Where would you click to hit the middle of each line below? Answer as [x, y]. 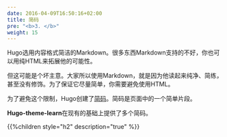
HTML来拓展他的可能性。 [61, 61]
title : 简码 [23, 20]
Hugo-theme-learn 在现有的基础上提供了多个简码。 [79, 113]
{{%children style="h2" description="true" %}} [74, 127]
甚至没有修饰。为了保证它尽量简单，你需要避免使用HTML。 [91, 84]
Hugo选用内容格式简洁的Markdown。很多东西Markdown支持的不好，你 [108, 52]
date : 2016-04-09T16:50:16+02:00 [55, 13]
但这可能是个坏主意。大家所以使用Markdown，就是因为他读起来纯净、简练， [115, 76]
